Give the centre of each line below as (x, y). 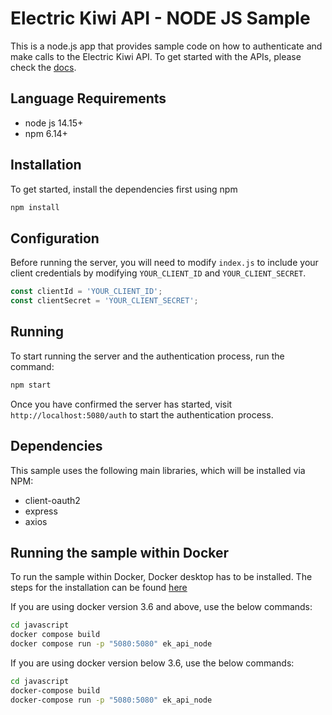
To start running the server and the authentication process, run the (147, 356)
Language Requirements (88, 98)
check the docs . (43, 67)
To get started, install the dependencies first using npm (124, 189)
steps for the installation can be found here (99, 588)
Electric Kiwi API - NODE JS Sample (160, 18)
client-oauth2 (52, 500)
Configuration (55, 238)
